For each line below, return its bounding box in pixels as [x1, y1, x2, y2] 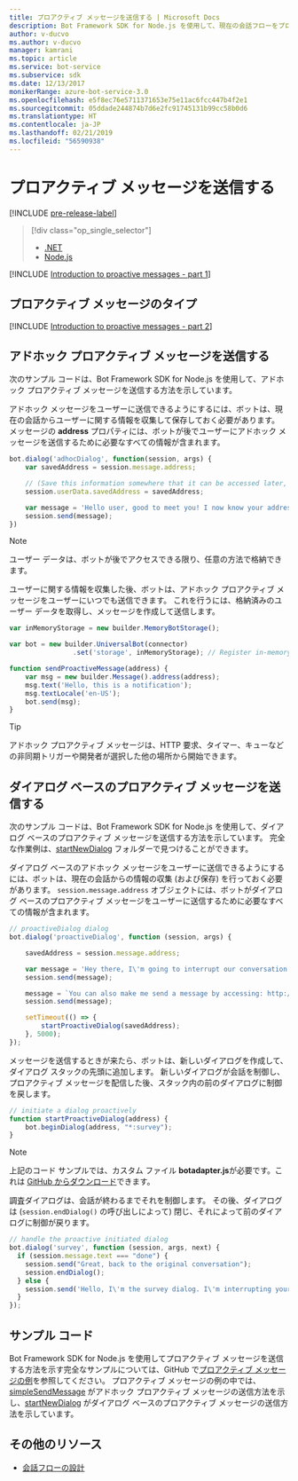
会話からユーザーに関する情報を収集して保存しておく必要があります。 [24, 414, 280, 426]
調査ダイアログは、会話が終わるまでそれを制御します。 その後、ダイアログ [9, 1195, 283, 1206]
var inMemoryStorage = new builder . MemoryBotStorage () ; [9, 624, 220, 633]
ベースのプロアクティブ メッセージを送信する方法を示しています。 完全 [26, 832, 286, 843]
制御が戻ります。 [32, 1217, 95, 1228]
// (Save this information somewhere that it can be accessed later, [25, 479, 288, 488]
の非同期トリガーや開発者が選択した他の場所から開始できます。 [9, 751, 242, 761]
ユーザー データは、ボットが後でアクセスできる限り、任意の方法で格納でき [9, 554, 283, 564]
